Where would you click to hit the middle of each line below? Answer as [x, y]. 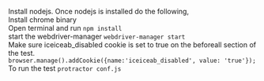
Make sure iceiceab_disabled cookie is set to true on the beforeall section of [132, 45]
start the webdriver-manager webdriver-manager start [97, 36]
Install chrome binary [43, 20]
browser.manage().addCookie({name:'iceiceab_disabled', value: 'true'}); [132, 61]
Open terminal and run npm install [65, 28]
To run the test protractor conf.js [65, 68]
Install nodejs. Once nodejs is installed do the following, [99, 11]
